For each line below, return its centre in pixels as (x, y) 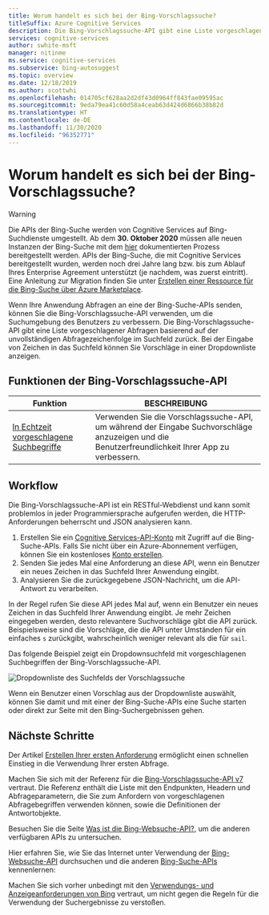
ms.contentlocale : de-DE (50, 120)
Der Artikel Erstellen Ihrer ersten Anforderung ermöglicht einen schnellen (128, 755)
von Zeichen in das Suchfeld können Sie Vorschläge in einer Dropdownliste (132, 347)
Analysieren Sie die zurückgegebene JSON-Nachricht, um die (122, 580)
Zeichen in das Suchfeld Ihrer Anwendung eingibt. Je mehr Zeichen (120, 613)
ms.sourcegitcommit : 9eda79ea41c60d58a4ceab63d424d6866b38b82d (116, 105)
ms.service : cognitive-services (62, 61)
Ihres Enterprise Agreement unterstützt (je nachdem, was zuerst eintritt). (128, 272)
